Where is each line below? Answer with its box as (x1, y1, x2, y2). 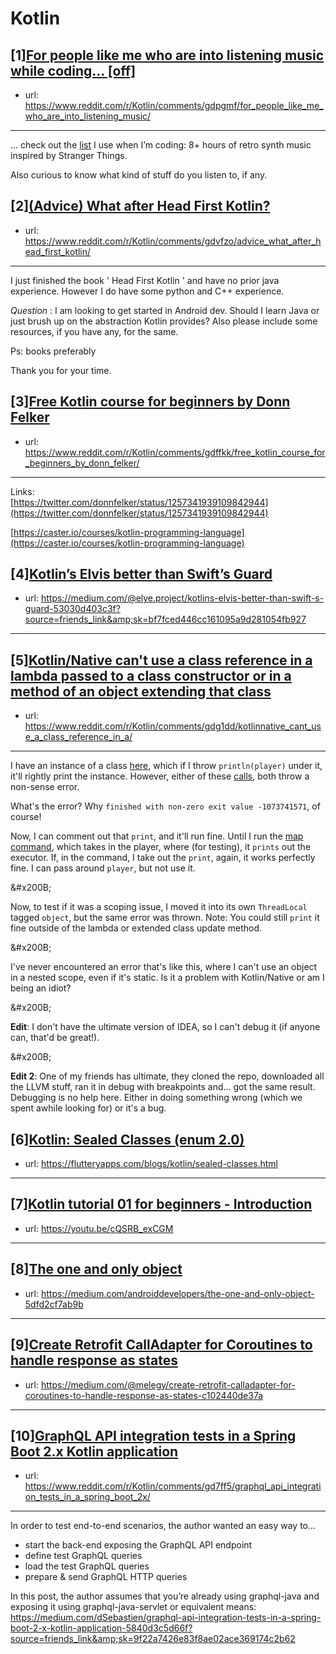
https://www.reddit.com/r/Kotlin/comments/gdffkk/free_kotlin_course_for (24, 446, 326, 458)
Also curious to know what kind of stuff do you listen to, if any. (10, 169, 268, 181)
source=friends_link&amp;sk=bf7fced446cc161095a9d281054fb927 (24, 613, 307, 626)
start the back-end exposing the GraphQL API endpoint (24, 1539, 253, 1551)
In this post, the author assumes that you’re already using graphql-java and (10, 1590, 320, 1602)
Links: (10, 485, 35, 497)
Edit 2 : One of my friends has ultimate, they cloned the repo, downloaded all (10, 1070, 325, 1082)
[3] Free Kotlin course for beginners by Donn (10, 393, 291, 411)
